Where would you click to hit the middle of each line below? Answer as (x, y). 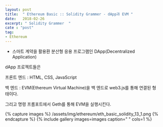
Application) (24, 57)
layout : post (18, 10)
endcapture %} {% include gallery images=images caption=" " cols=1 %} (79, 119)
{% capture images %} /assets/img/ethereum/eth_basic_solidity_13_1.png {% (82, 114)
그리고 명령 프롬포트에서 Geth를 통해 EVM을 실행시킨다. (58, 104)
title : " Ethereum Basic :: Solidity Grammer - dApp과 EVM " (69, 14)
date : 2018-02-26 (25, 19)
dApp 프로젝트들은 (23, 67)
